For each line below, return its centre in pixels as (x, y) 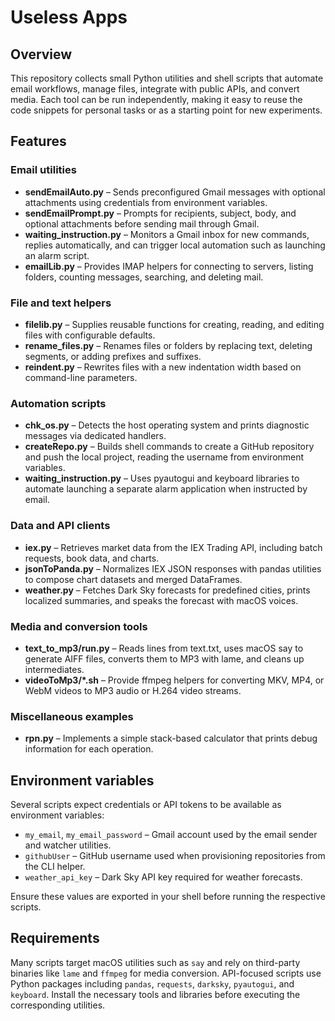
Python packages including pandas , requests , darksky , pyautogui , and (152, 983)
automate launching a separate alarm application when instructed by (166, 489)
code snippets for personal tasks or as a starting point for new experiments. (166, 110)
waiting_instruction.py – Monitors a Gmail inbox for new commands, (167, 234)
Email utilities (43, 170)
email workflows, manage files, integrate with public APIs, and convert (155, 89)
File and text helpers (61, 303)
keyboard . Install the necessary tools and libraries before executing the (155, 994)
